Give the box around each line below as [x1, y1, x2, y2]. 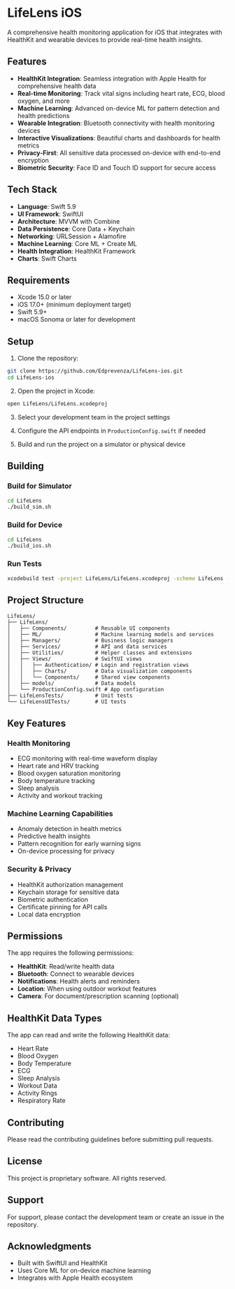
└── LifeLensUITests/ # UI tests [7, 698, 127, 705]
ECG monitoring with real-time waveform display [17, 754, 158, 763]
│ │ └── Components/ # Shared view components [7, 674, 171, 681]
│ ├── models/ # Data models [7, 680, 136, 687]
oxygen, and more [17, 96, 70, 105]
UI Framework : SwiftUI [17, 210, 84, 218]
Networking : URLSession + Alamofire [17, 232, 127, 240]
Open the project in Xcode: [17, 387, 96, 395]
